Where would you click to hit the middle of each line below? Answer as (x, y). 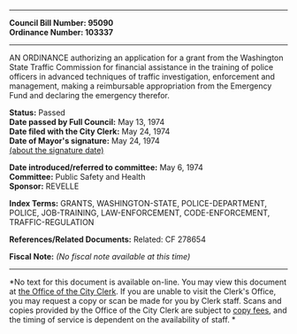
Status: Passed (38, 113)
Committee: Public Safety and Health (77, 177)
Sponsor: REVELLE (44, 186)
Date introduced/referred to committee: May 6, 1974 (106, 167)
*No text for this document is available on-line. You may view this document (148, 282)
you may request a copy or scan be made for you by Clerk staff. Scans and (145, 301)
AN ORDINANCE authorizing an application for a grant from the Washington (147, 58)
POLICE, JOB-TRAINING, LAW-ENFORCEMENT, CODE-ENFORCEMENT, (140, 213)
